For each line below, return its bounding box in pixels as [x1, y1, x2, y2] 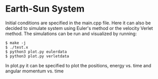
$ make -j [5, 40, 26, 46]
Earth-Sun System [5, 3, 85, 15]
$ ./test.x [5, 45, 28, 50]
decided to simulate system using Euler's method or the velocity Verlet [5, 25, 153, 31]
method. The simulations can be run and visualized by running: [5, 30, 137, 36]
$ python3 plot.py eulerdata [5, 49, 67, 54]
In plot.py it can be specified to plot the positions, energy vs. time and [5, 62, 151, 68]
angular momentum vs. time [5, 68, 64, 74]
